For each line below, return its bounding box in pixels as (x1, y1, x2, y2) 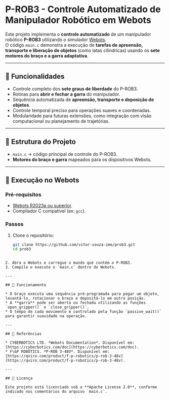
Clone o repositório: (12, 232, 54, 238)
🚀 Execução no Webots (5, 176, 79, 184)
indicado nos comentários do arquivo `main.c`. (5, 389, 108, 394)
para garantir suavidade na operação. (5, 314, 87, 319)
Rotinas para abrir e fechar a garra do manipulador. (12, 91, 120, 97)
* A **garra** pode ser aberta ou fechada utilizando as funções (5, 301, 146, 306)
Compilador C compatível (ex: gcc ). (12, 208, 86, 214)
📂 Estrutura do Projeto (5, 138, 76, 146)
